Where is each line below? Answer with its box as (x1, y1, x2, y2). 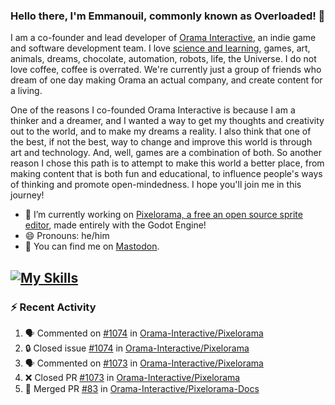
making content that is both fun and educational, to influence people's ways (10, 168, 323, 180)
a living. (10, 85, 43, 97)
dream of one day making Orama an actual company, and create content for (10, 74, 323, 86)
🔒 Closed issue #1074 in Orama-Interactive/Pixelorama (24, 342, 250, 354)
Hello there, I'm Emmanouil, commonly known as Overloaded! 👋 (10, 9, 326, 23)
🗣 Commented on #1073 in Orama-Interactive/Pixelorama (24, 357, 264, 369)
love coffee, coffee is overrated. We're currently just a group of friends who (10, 64, 322, 76)
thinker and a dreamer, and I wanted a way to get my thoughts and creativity (10, 115, 325, 127)
